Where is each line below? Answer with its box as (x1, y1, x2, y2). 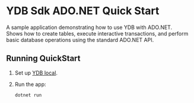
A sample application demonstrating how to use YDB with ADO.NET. (6, 24, 173, 31)
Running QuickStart (6, 53, 81, 63)
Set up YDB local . (14, 69, 58, 76)
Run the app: (14, 81, 46, 88)
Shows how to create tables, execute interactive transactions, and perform (6, 30, 189, 37)
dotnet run (14, 92, 42, 98)
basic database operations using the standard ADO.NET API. (6, 36, 154, 43)
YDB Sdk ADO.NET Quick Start (6, 4, 160, 18)
